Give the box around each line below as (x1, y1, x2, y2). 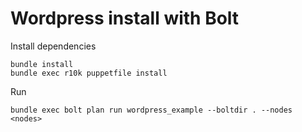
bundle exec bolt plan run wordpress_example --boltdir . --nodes (10, 105, 293, 115)
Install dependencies (10, 40, 97, 52)
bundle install (10, 59, 74, 69)
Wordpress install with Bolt (10, 7, 240, 30)
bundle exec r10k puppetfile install (10, 68, 168, 78)
